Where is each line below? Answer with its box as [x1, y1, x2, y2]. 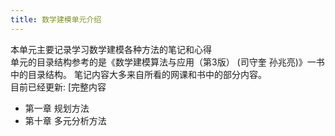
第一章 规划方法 [24, 102, 90, 114]
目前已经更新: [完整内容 [10, 81, 107, 93]
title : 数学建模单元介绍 [10, 14, 102, 25]
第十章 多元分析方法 [24, 114, 107, 126]
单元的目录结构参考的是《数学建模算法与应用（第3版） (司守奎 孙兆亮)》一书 [10, 56, 325, 68]
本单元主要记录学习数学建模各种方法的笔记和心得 [10, 43, 212, 55]
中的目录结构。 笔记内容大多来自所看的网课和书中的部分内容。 [10, 68, 267, 80]
